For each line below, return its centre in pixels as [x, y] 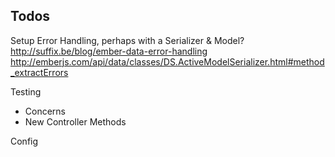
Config [24, 141]
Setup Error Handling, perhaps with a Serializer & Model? [127, 40]
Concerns [45, 111]
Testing [26, 91]
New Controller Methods [75, 121]
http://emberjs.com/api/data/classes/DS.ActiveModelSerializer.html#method [167, 61]
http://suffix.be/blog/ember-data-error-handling [109, 51]
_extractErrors [39, 72]
